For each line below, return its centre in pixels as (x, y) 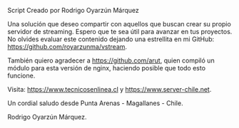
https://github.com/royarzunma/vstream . (67, 47)
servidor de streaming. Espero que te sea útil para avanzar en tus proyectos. (120, 32)
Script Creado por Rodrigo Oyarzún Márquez (73, 10)
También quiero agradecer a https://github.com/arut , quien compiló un (111, 60)
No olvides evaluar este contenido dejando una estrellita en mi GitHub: (111, 39)
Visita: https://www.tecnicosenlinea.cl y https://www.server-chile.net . (110, 89)
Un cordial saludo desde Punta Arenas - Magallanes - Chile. (95, 103)
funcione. (21, 75)
